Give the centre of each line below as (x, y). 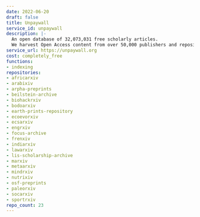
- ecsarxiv (20, 122)
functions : (20, 61)
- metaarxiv (21, 166)
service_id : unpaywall (34, 28)
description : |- (26, 34)
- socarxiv (20, 194)
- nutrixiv (20, 178)
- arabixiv (20, 84)
